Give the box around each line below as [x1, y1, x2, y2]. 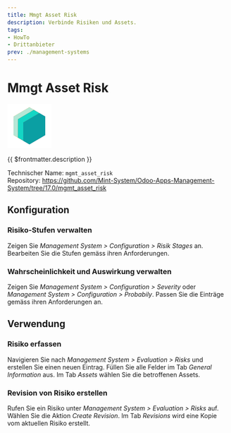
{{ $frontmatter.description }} [7, 155, 93, 163]
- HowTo [7, 34, 30, 41]
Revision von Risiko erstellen [7, 388, 108, 398]
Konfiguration [7, 204, 70, 216]
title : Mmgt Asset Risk [7, 11, 77, 18]
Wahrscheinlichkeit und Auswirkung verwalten [7, 266, 172, 276]
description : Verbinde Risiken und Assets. [7, 18, 137, 26]
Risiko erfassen [7, 339, 62, 349]
